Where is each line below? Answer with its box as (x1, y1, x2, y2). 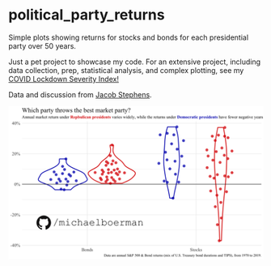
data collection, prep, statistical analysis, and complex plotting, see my (8, 65, 244, 75)
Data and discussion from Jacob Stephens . (8, 89, 152, 99)
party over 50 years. (8, 41, 77, 50)
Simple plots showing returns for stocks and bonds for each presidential (8, 32, 249, 42)
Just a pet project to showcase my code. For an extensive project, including (8, 57, 261, 66)
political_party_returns (8, 6, 165, 24)
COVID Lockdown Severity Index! (8, 74, 120, 84)
